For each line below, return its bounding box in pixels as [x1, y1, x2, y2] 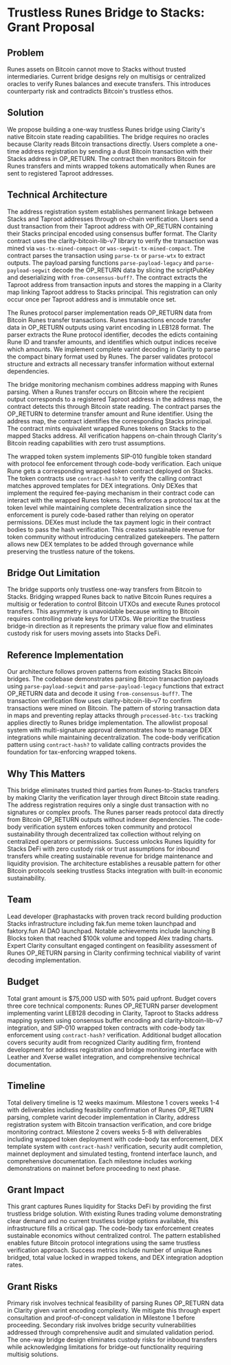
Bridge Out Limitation [7, 567, 100, 579]
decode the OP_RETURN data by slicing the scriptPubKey [52, 266, 214, 274]
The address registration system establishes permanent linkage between [7, 207, 214, 215]
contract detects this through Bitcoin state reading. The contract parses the [7, 402, 221, 410]
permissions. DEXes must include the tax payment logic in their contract [7, 518, 212, 526]
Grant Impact [7, 1184, 65, 1196]
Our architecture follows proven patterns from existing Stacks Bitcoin [7, 668, 203, 676]
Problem [7, 47, 45, 59]
